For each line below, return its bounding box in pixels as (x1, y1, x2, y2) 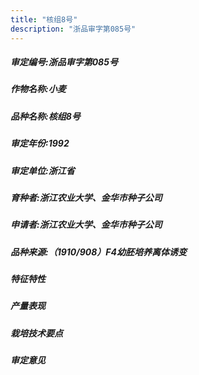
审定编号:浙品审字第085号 (10, 56, 118, 68)
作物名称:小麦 (10, 83, 67, 95)
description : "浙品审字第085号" (10, 24, 137, 34)
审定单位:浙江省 (10, 164, 75, 176)
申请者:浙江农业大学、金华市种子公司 (10, 219, 163, 231)
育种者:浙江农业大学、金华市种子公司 (10, 191, 163, 203)
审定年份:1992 (10, 137, 70, 150)
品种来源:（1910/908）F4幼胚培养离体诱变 (10, 246, 188, 258)
